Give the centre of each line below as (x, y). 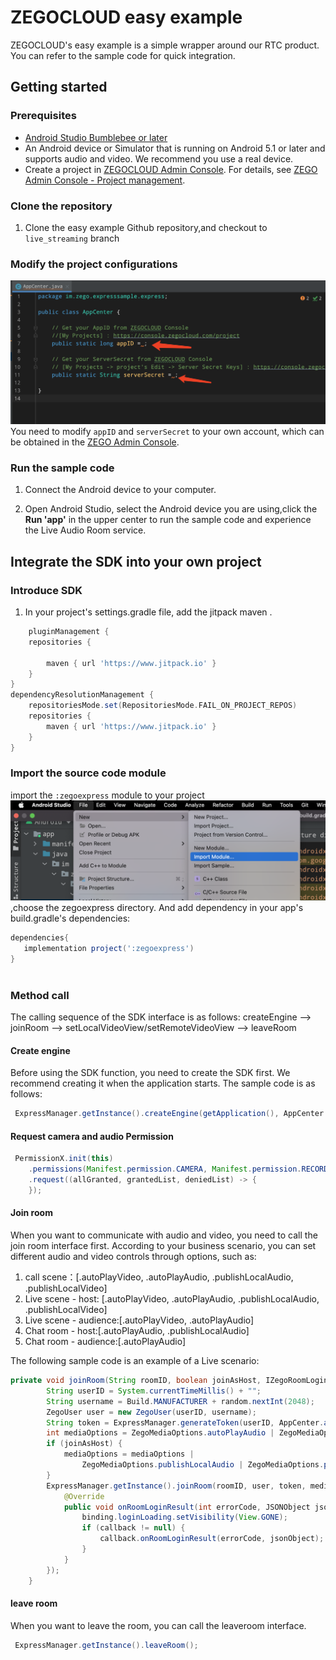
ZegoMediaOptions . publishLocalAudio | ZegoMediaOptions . (203, 1465)
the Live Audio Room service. (85, 530)
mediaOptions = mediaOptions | (129, 1454)
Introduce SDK (46, 590)
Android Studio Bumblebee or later (96, 137)
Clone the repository (61, 206)
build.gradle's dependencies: (70, 918)
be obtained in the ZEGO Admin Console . (95, 442)
